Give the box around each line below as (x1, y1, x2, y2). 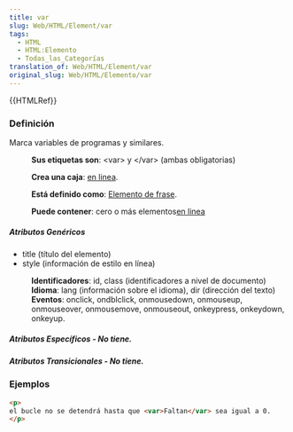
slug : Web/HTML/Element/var (9, 21, 113, 30)
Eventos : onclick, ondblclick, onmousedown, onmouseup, (31, 295, 243, 305)
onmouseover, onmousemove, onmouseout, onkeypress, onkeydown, (31, 303, 285, 315)
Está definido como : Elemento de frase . (31, 189, 178, 200)
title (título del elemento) (21, 249, 112, 260)
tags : (9, 29, 29, 38)
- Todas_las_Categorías (17, 54, 104, 63)
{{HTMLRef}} (9, 95, 58, 106)
